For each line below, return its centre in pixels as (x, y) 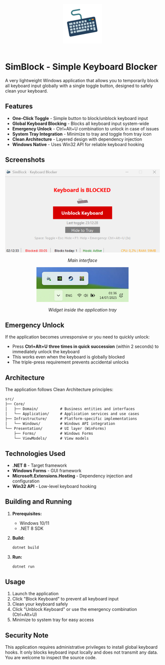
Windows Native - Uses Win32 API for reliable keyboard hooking (78, 144)
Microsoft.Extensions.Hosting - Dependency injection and (72, 476)
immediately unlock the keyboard (46, 352)
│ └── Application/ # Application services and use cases (72, 414)
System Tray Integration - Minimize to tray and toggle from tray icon (82, 134)
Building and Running (39, 502)
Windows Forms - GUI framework (47, 470)
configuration (26, 481)
